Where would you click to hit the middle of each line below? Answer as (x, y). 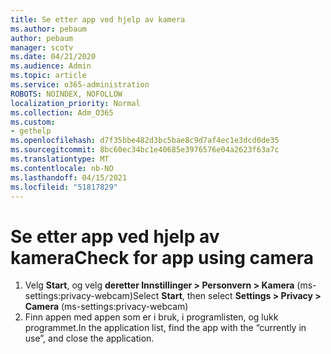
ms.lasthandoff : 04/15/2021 (69, 177)
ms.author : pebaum (48, 29)
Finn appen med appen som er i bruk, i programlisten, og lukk (151, 317)
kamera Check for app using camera (162, 257)
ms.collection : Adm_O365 (62, 112)
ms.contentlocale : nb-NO (62, 168)
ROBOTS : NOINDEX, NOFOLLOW (66, 94)
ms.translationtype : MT (60, 159)
